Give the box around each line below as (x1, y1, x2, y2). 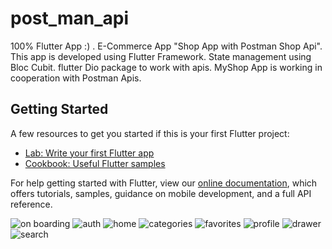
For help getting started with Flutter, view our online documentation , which (10, 177, 318, 189)
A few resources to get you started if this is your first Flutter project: (10, 127, 290, 139)
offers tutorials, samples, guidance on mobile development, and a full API (10, 187, 312, 199)
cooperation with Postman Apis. (10, 72, 142, 84)
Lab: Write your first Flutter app (24, 147, 155, 159)
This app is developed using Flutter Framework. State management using (10, 50, 312, 62)
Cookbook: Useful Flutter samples (24, 157, 166, 169)
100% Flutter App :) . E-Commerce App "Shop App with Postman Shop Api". (10, 40, 323, 52)
